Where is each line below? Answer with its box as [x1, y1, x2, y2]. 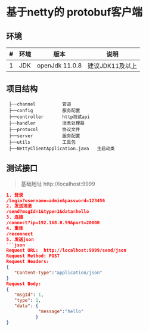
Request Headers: [6, 259, 49, 265]
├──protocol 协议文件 [8, 126, 80, 132]
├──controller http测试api [8, 114, 91, 120]
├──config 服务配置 [8, 107, 80, 113]
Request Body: [6, 281, 42, 287]
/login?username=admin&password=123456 [6, 197, 105, 203]
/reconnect [6, 231, 33, 237]
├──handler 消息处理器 [8, 120, 85, 126]
